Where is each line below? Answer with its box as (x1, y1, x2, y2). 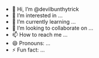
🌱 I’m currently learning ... (11, 18, 76, 25)
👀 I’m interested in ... (11, 12, 63, 19)
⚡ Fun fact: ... (11, 46, 45, 53)
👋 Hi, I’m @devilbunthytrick (11, 6, 79, 12)
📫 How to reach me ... (11, 31, 68, 38)
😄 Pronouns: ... (11, 40, 51, 47)
